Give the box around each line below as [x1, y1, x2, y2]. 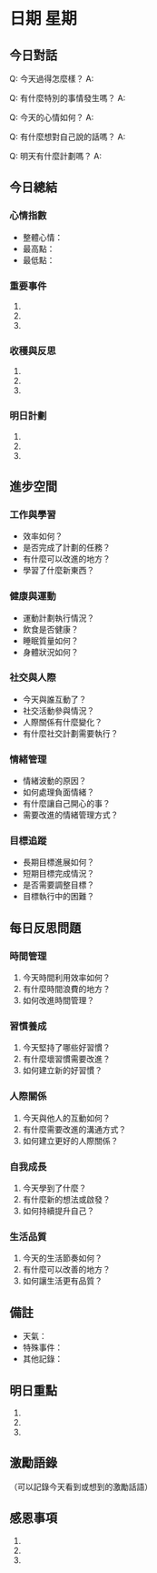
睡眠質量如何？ [22, 634, 79, 646]
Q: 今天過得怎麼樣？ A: [9, 74, 94, 84]
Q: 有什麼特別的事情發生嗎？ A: [9, 93, 126, 103]
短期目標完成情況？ [22, 868, 95, 879]
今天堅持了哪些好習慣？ [22, 1042, 111, 1053]
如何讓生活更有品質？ [22, 1275, 103, 1286]
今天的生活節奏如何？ [22, 1253, 103, 1263]
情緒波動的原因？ [22, 776, 87, 786]
